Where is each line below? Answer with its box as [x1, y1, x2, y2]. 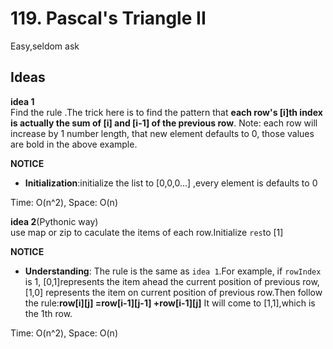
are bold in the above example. [10, 138, 138, 150]
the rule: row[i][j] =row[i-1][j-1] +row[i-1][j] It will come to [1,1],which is [24, 297, 316, 309]
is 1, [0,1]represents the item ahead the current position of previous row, [24, 275, 320, 287]
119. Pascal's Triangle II [10, 7, 207, 30]
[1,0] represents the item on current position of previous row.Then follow [24, 286, 323, 298]
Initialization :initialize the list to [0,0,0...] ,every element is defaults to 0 [24, 177, 318, 189]
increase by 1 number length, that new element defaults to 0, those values [10, 127, 315, 139]
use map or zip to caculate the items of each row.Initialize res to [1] [10, 226, 284, 238]
